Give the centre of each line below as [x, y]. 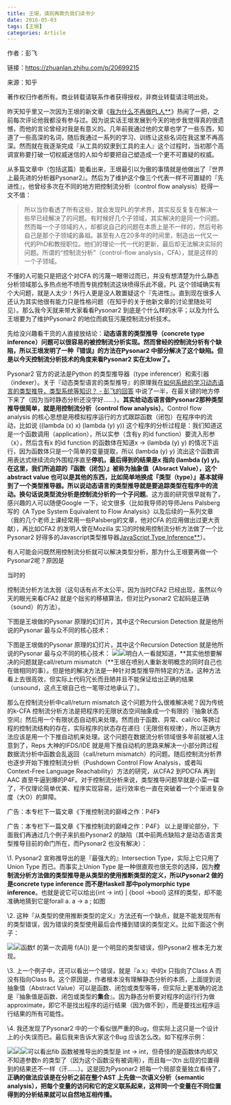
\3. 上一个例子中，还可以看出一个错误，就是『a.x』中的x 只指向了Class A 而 [114, 971]
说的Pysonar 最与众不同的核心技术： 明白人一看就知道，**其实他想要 [112, 654]
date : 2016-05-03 [32, 20]
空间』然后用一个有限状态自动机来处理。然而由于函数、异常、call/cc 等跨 [111, 720]
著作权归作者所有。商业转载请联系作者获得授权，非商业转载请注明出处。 [109, 97]
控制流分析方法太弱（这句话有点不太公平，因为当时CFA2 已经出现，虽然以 [112, 590]
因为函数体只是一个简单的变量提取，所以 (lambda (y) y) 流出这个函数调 [119, 451]
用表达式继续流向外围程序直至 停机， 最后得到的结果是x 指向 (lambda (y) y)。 [115, 460]
